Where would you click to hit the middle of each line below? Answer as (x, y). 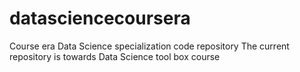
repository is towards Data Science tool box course (115, 56)
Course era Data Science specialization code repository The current (149, 46)
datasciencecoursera (100, 18)
